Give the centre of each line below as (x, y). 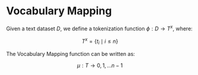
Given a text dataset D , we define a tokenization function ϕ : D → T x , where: (100, 28)
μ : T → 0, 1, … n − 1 (100, 65)
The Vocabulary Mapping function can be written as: (71, 54)
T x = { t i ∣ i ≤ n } (100, 41)
